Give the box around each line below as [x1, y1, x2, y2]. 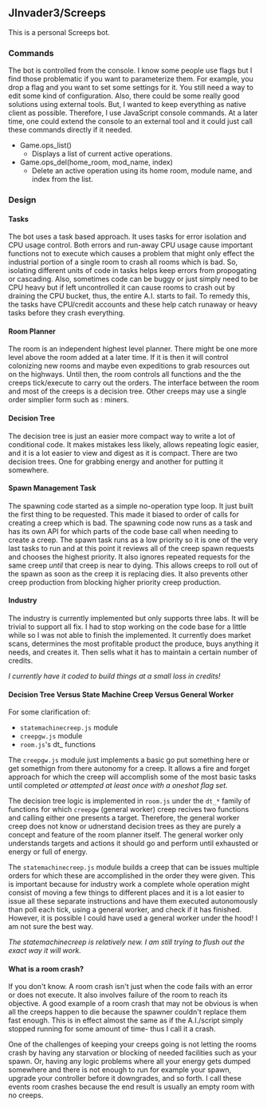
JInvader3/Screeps [8, 6, 106, 20]
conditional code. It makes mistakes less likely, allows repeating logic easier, [8, 439, 259, 449]
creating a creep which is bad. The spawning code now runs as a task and [8, 518, 253, 528]
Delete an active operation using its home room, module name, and [31, 166, 253, 176]
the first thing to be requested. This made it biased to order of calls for [8, 509, 239, 519]
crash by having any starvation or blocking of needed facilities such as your [8, 1048, 257, 1058]
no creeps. [8, 1090, 44, 1100]
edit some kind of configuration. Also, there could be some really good [8, 91, 241, 101]
